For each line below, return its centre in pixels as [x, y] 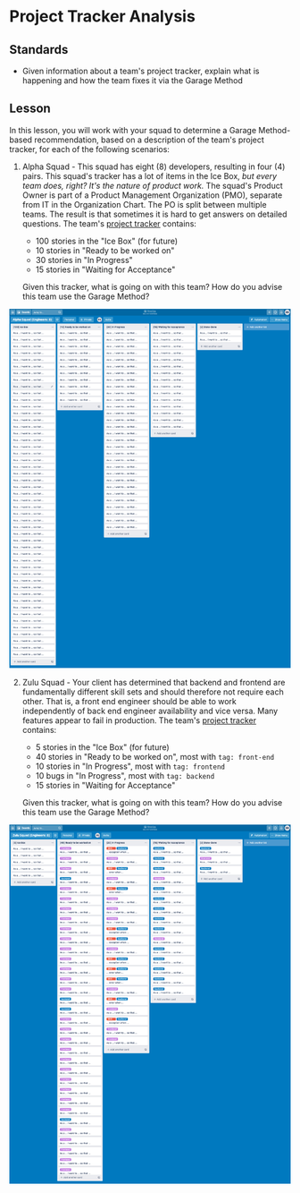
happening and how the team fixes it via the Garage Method [132, 81]
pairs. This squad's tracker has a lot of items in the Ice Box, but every [150, 175]
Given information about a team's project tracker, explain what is [141, 71]
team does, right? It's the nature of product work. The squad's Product [152, 185]
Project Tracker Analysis [103, 17]
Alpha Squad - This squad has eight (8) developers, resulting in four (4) [154, 166]
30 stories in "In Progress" [84, 260]
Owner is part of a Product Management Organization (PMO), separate [152, 195]
